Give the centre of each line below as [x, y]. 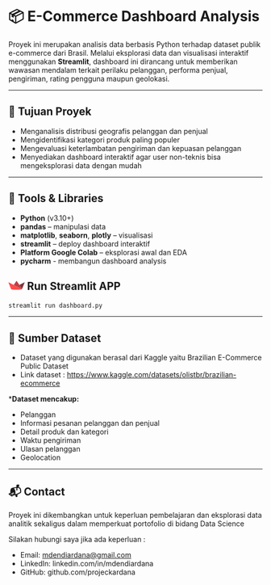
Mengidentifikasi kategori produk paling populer [100, 140]
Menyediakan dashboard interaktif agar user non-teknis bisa [121, 157]
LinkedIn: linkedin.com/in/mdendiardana [87, 564]
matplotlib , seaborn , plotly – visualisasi [86, 235]
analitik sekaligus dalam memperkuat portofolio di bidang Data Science [126, 524]
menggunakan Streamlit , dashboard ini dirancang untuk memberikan [123, 61]
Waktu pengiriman [50, 440]
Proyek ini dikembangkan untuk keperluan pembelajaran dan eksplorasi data [135, 515]
